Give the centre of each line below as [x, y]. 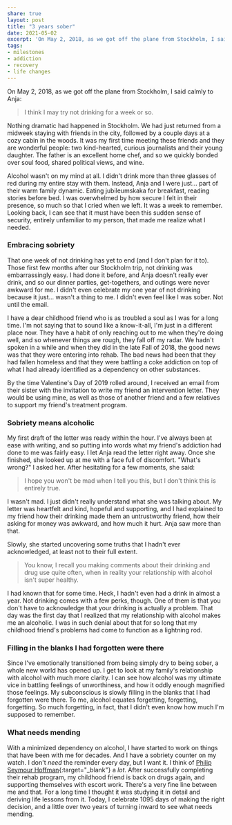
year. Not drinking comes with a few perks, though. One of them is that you [114, 601]
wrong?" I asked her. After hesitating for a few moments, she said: [101, 468]
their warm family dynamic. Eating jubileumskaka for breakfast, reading [108, 190]
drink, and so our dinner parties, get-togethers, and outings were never [108, 282]
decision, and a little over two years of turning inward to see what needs [110, 806]
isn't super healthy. [51, 580]
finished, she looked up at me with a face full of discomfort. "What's [104, 460]
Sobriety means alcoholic [51, 423]
